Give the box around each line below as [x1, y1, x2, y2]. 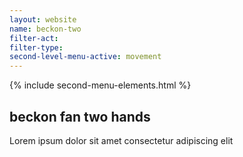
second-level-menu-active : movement [9, 52, 162, 62]
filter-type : [9, 42, 64, 53]
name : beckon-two [9, 24, 82, 34]
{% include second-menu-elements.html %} [9, 79, 192, 91]
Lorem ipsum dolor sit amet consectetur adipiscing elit [9, 134, 234, 146]
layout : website [9, 14, 77, 25]
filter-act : [9, 33, 59, 43]
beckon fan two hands [9, 108, 151, 125]
